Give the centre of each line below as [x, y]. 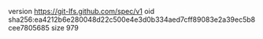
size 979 [65, 28]
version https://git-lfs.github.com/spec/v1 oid [81, 11]
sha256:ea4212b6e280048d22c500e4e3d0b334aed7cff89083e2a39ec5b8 [132, 19]
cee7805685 [29, 28]
